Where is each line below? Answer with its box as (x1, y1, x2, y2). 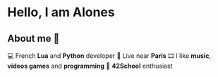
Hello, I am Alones (7, 4, 115, 20)
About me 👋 (7, 32, 60, 45)
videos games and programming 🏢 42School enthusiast (7, 61, 173, 70)
